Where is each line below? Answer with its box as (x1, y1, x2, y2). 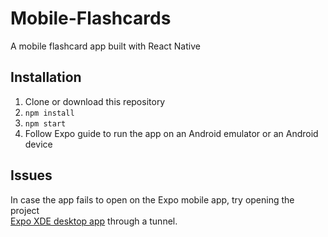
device (24, 138, 53, 150)
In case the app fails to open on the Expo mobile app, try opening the (10, 193, 295, 206)
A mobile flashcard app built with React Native (10, 40, 201, 52)
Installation (10, 69, 82, 86)
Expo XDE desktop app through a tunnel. (10, 215, 178, 227)
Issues (10, 167, 53, 184)
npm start (24, 118, 67, 129)
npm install (24, 108, 75, 118)
